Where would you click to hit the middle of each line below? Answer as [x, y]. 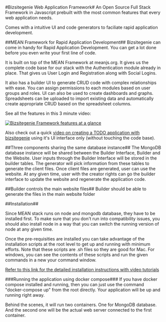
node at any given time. [29, 229]
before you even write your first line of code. [51, 53]
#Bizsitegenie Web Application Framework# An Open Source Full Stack [78, 7]
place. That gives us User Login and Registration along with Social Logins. [81, 73]
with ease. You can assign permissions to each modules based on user [78, 88]
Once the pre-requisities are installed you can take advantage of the [75, 239]
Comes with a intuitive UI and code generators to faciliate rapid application [82, 27]
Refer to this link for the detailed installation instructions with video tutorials [82, 270]
